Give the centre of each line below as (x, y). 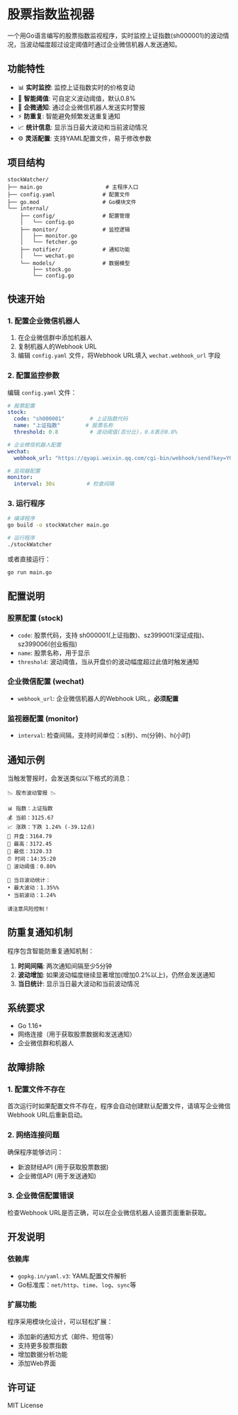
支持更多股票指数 (42, 1345)
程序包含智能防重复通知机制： (51, 951)
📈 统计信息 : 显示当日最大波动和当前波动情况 (82, 127)
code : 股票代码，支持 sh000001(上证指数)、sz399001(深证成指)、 (113, 635)
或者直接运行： (29, 559)
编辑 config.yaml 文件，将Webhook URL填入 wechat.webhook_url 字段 (119, 356)
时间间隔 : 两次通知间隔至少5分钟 (65, 966)
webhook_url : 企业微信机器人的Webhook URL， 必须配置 (98, 698)
